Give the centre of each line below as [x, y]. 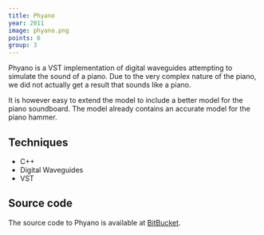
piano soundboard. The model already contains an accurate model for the [130, 109]
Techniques [38, 142]
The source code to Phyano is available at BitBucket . [95, 222]
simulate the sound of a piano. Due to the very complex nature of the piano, [132, 76]
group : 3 [23, 45]
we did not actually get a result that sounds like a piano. [100, 85]
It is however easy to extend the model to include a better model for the [126, 100]
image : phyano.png [39, 30]
